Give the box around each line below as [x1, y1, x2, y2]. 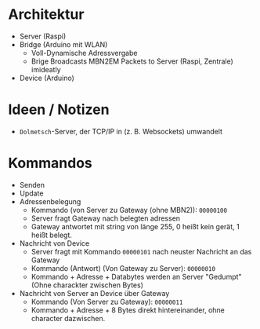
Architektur [8, 5, 85, 24]
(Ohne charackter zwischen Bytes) [31, 280, 143, 290]
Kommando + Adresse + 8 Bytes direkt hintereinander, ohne [31, 305, 225, 315]
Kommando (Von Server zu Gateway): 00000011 [31, 297, 183, 306]
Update [19, 188, 44, 198]
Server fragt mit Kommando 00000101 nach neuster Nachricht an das [31, 247, 252, 256]
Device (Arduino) [19, 73, 74, 82]
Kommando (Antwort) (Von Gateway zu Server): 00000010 [31, 263, 216, 272]
